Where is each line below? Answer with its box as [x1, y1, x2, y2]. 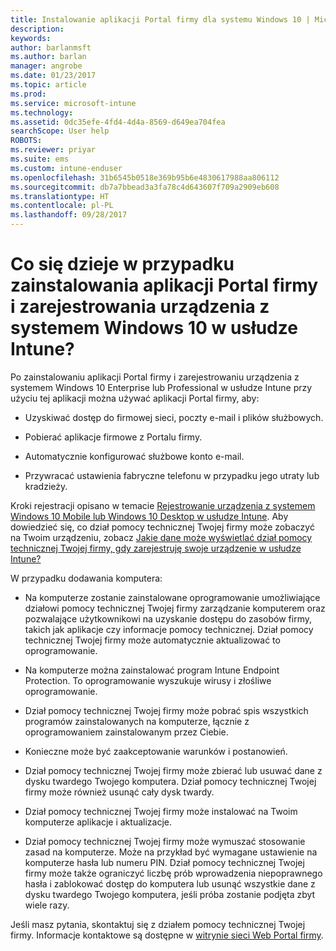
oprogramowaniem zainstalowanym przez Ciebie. [24, 726, 229, 738]
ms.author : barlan [10, 52, 87, 62]
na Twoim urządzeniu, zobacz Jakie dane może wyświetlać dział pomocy [10, 531, 313, 543]
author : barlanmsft [10, 42, 92, 53]
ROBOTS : [10, 136, 43, 146]
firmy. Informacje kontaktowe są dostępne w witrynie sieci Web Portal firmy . [10, 929, 324, 941]
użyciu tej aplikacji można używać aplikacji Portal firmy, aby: [10, 392, 260, 404]
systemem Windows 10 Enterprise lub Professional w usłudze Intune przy [10, 381, 313, 393]
